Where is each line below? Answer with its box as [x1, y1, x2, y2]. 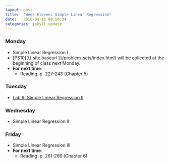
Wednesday [5, 107, 35, 114]
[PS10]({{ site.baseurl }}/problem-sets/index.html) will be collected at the [12, 55, 164, 61]
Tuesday [5, 83, 27, 90]
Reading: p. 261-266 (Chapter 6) [20, 153, 88, 159]
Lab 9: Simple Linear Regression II [12, 94, 84, 100]
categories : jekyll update [5, 21, 62, 27]
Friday [5, 131, 21, 138]
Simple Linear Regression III [12, 142, 71, 148]
